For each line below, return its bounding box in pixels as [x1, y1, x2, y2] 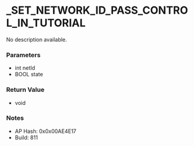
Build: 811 [14, 133, 38, 141]
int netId [14, 64, 36, 72]
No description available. [6, 36, 67, 43]
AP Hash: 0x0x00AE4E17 [14, 128, 77, 135]
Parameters [6, 51, 40, 59]
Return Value [6, 86, 45, 94]
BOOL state [14, 71, 43, 78]
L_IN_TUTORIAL [6, 16, 86, 30]
